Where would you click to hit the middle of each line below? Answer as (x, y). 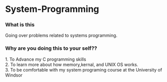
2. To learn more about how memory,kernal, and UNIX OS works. (72, 64)
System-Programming (52, 9)
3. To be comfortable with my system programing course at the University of (84, 70)
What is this (20, 25)
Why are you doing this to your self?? (51, 48)
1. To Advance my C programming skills (46, 59)
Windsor (14, 75)
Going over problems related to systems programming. (61, 35)
